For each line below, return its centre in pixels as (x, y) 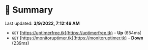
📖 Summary (29, 10)
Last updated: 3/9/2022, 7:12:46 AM (42, 23)
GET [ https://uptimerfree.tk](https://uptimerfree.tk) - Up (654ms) (77, 33)
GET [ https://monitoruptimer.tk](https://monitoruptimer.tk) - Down (77, 38)
